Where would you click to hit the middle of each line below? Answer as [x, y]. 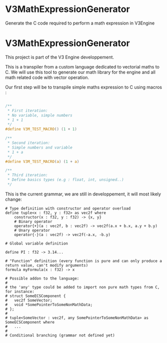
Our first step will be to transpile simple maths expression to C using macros [84, 87]
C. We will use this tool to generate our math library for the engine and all [80, 72]
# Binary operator [33, 221]
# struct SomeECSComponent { [35, 296]
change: [14, 199]
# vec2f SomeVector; [29, 300]
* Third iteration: [28, 175]
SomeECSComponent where [30, 322]
